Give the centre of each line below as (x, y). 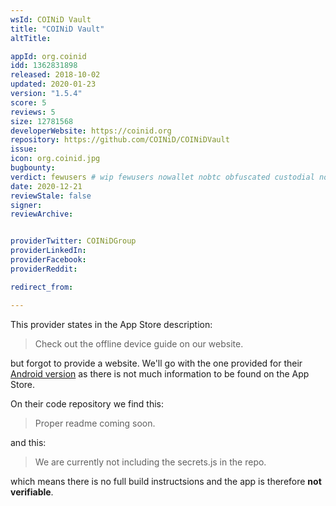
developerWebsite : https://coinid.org (91, 131)
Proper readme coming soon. (95, 423)
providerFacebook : (48, 260)
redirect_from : (42, 287)
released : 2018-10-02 (55, 75)
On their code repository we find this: (87, 403)
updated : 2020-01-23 (53, 84)
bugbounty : (33, 168)
